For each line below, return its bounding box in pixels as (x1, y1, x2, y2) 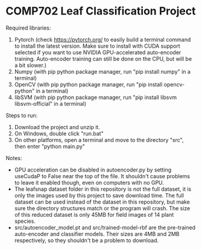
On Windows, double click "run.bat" (14, 130, 104, 137)
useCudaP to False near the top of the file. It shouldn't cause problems (14, 172, 191, 179)
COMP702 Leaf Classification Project (5, 4, 196, 18)
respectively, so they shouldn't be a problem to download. (14, 237, 159, 244)
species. (14, 217, 36, 225)
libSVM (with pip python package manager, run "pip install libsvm (14, 94, 177, 101)
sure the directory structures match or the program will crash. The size (14, 204, 191, 212)
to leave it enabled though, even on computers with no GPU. (14, 179, 164, 186)
